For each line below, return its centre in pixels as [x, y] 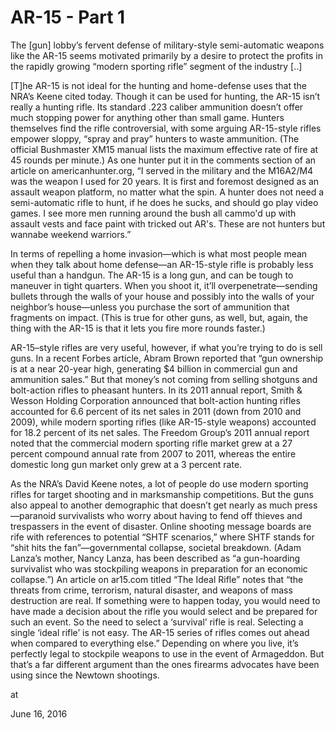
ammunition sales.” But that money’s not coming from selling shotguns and [164, 379]
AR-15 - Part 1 [68, 17]
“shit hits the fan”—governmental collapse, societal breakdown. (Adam [156, 547]
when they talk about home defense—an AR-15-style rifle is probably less [162, 264]
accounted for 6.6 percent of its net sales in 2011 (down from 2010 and [156, 411]
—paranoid [33, 515]
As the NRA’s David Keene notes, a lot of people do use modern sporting [159, 483]
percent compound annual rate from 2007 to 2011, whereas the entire [153, 453]
